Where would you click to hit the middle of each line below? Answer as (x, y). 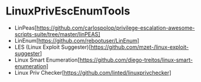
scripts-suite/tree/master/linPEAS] (57, 34)
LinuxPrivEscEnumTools (68, 11)
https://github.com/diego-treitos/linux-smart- (136, 60)
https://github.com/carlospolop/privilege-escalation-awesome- (116, 28)
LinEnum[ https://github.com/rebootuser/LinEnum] (77, 40)
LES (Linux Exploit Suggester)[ (53, 47)
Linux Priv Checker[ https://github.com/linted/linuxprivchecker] (93, 72)
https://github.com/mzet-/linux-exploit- (140, 47)
